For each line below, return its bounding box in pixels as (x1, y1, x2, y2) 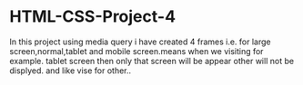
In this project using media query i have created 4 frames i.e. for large (9, 36, 271, 47)
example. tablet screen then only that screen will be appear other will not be (9, 55, 294, 66)
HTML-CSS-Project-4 (9, 6, 176, 27)
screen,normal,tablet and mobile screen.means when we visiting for (9, 45, 264, 56)
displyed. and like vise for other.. (9, 65, 132, 76)
